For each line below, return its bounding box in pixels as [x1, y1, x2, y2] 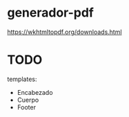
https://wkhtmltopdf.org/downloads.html [7, 28, 122, 36]
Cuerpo [17, 96, 39, 104]
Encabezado [17, 88, 53, 96]
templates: [7, 75, 37, 83]
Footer [17, 102, 37, 111]
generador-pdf [7, 5, 95, 21]
